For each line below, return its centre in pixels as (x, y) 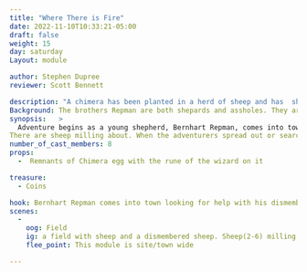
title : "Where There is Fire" (67, 18)
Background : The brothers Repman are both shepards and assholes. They (148, 110)
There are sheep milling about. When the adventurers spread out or (143, 136)
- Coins (32, 186)
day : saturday (37, 52)
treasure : (28, 178)
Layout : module (38, 60)
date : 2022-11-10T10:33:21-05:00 (73, 26)
